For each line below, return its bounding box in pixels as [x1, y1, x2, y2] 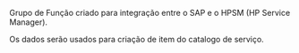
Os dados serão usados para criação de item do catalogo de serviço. [9, 34, 264, 44]
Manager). [9, 17, 47, 27]
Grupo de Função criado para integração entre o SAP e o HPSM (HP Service [9, 8, 291, 18]
